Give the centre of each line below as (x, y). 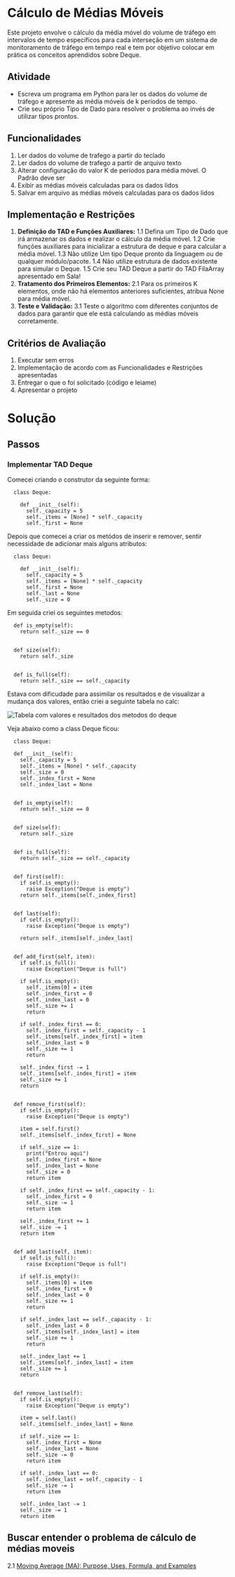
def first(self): (39, 877)
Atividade (29, 77)
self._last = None (53, 594)
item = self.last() (48, 1418)
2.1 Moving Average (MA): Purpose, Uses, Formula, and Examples (102, 1566)
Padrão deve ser (41, 178)
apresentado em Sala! (49, 276)
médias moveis (41, 1549)
